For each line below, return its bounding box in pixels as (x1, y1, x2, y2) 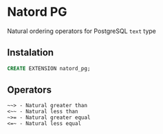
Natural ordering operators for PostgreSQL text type (7, 27, 157, 35)
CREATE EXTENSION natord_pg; (7, 65, 91, 72)
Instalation (7, 47, 54, 58)
